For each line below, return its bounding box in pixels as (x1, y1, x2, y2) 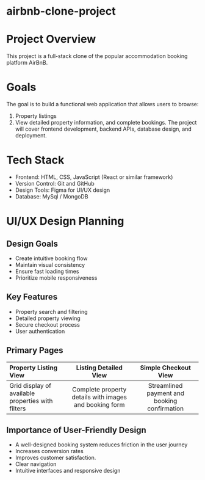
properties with (9, 396, 53, 405)
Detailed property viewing (15, 315, 81, 322)
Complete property (72, 385, 127, 393)
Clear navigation (15, 460, 57, 468)
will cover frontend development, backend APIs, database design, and (15, 125, 192, 133)
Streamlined (148, 381, 183, 390)
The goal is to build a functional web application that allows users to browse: (6, 101, 199, 108)
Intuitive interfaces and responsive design (15, 467, 121, 475)
